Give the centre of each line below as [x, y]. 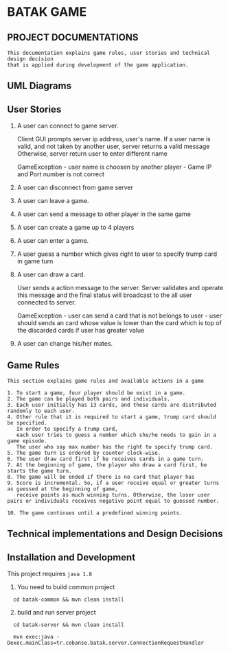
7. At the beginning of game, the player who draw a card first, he [107, 465]
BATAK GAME [47, 12]
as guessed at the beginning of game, [62, 489]
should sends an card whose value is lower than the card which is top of [119, 323]
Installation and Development [71, 557]
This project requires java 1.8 [50, 574]
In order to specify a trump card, [67, 429]
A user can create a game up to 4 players [76, 228]
